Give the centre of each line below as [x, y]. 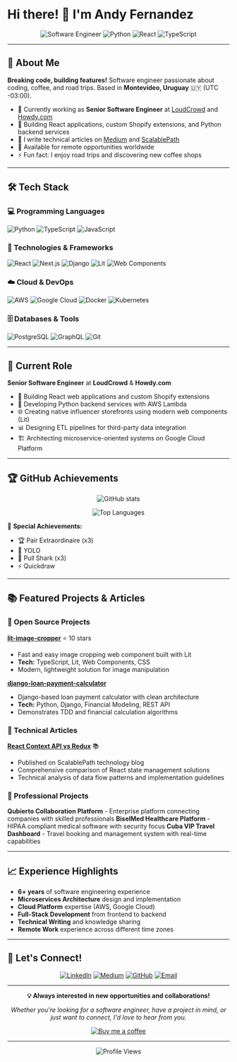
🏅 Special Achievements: [45, 526]
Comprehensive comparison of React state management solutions [114, 770]
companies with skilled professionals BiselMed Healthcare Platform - [109, 819]
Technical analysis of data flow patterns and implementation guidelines [121, 777]
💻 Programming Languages [56, 212]
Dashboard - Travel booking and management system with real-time [107, 834]
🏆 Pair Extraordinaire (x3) [55, 540]
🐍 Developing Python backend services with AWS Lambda [102, 404]
